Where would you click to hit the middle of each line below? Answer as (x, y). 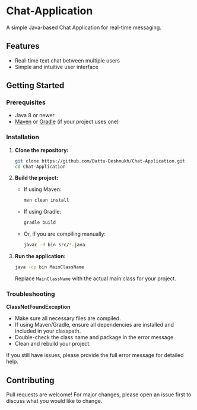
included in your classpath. (48, 331)
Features (23, 46)
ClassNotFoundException (39, 307)
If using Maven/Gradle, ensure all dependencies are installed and (94, 325)
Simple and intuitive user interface (57, 67)
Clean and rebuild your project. (53, 344)
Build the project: (36, 178)
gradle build (40, 223)
